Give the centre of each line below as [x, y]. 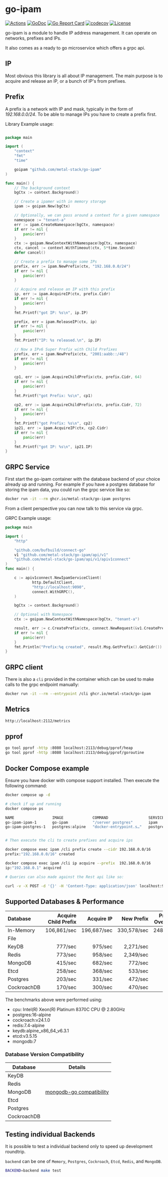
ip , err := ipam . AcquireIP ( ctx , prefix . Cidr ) [62, 294]
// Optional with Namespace [43, 615]
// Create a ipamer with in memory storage [60, 202]
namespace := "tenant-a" [40, 220]
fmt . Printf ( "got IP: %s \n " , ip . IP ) [51, 313]
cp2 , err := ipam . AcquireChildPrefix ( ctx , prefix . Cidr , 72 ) [78, 405]
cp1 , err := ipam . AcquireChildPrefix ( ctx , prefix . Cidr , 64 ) [78, 377]
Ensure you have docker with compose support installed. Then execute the [82, 780]
